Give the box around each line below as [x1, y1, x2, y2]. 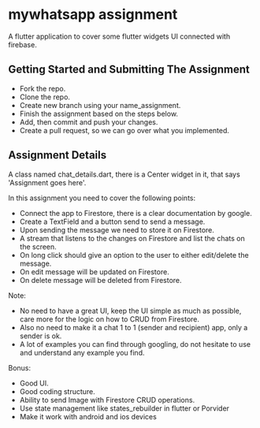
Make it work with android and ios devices [19, 411, 158, 421]
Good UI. [19, 378, 49, 388]
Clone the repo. [19, 92, 71, 102]
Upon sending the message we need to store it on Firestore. [19, 225, 215, 234]
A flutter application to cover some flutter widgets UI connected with [8, 32, 231, 41]
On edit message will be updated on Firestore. [19, 266, 169, 277]
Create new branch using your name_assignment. [19, 100, 181, 110]
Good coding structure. [19, 386, 96, 396]
